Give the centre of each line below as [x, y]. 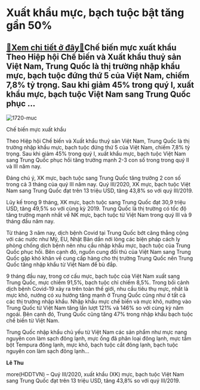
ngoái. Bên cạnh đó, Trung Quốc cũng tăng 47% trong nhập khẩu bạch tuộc [100, 314]
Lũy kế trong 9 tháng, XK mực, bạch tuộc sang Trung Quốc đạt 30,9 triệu [96, 202]
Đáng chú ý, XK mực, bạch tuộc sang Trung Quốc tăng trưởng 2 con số [93, 178]
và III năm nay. [24, 166]
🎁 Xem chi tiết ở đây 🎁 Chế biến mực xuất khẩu [91, 47]
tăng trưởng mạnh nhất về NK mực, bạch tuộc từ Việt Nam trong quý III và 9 [99, 215]
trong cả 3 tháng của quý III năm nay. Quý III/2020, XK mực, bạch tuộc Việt [99, 184]
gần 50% [29, 25]
